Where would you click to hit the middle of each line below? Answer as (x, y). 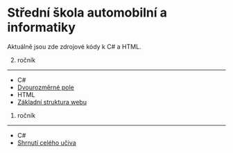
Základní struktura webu (52, 102)
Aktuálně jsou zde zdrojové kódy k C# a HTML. (74, 46)
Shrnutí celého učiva (46, 143)
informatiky (42, 27)
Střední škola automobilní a (87, 13)
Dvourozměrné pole (45, 87)
